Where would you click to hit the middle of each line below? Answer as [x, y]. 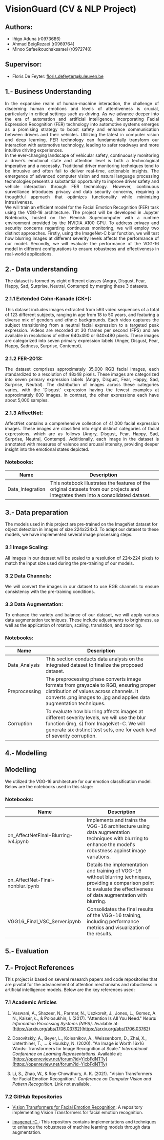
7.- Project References [40, 967]
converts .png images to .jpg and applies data [98, 697]
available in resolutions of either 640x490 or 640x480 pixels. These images [82, 335]
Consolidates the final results [120, 909]
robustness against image [117, 851]
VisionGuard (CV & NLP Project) [71, 9]
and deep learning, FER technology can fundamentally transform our [82, 140]
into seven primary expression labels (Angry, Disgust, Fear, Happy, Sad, [82, 380]
